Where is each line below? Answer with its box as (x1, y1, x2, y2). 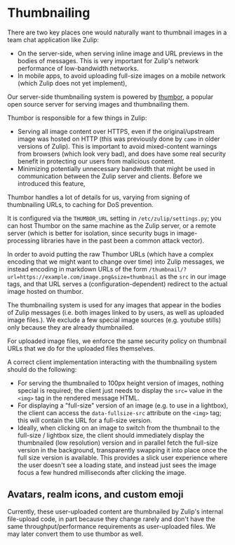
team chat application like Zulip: (7, 35, 100, 43)
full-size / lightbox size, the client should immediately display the (17, 431, 205, 439)
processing (7, 236, 40, 245)
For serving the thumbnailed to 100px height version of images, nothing (17, 379, 224, 387)
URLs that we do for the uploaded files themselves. (7, 344, 156, 352)
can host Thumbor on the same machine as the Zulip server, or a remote (7, 221, 216, 229)
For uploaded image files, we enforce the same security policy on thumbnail (7, 337, 227, 345)
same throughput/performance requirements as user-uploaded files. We (7, 522, 216, 530)
